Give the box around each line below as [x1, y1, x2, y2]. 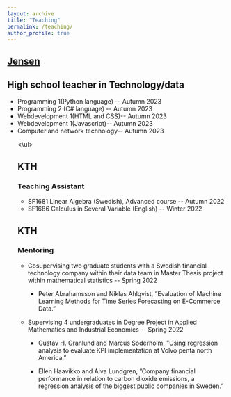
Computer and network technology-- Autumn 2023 [17, 127, 164, 136]
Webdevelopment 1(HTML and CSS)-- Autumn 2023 [17, 112, 167, 120]
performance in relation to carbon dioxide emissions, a [38, 374, 195, 382]
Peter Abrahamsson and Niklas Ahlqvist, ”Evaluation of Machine [38, 289, 221, 298]
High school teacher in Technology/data [7, 79, 185, 91]
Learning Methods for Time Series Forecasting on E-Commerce [38, 297, 221, 305]
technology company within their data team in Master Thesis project [27, 268, 224, 277]
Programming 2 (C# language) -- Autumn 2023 [17, 105, 153, 113]
